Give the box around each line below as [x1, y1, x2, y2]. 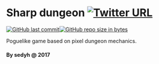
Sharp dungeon [6, 6, 85, 20]
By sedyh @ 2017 [6, 51, 50, 58]
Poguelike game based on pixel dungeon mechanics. [6, 37, 137, 44]
